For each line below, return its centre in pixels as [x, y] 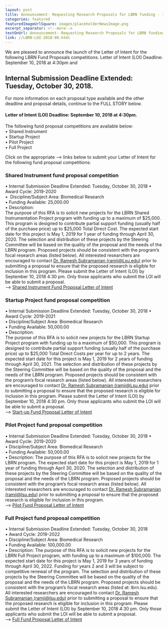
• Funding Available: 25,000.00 [37, 202]
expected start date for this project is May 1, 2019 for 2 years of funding [79, 359]
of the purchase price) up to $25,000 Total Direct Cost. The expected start [82, 229]
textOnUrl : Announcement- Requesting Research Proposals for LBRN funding [85, 33]
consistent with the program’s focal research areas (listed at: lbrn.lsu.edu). [82, 587]
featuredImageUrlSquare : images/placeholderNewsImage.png [67, 24]
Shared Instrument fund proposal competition [62, 175]
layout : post [19, 10]
